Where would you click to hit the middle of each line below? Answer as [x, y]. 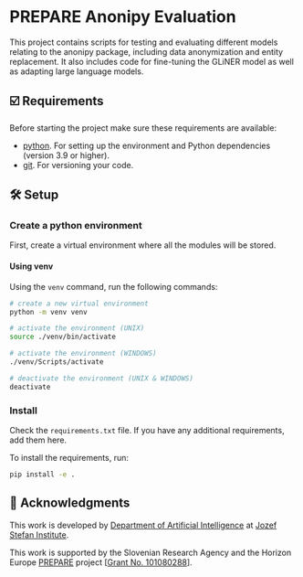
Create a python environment [76, 226]
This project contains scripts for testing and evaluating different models [144, 42]
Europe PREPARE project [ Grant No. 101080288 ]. [101, 562]
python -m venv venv [49, 312]
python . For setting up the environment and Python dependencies [146, 145]
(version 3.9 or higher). [66, 155]
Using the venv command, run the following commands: [114, 286]
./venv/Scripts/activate [57, 362]
